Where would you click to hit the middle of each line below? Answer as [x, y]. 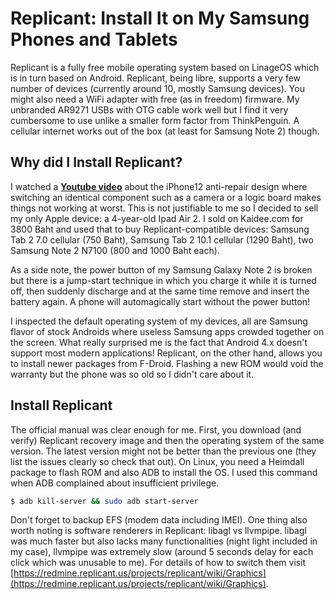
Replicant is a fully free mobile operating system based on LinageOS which [165, 67]
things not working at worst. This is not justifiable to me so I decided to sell [164, 208]
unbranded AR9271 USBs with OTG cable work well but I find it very [149, 109]
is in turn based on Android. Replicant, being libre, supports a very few [156, 78]
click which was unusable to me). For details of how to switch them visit [158, 563]
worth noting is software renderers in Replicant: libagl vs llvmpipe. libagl [158, 531]
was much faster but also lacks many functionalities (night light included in [164, 541]
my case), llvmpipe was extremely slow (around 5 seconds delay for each [162, 552]
